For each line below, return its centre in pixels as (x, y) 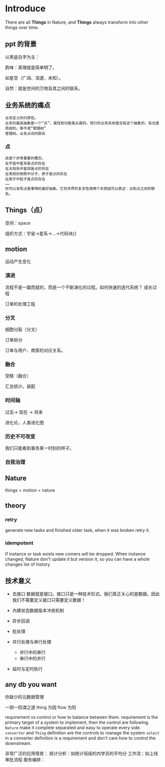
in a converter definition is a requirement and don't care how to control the (81, 738)
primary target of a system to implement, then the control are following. (77, 722)
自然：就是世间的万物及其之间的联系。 (44, 88)
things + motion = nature (30, 490)
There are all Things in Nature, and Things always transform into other (77, 22)
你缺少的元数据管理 (25, 697)
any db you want (31, 684)
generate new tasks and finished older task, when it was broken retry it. (78, 530)
